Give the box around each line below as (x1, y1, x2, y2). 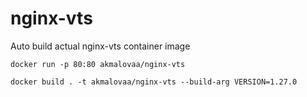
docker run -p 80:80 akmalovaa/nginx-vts (10, 59, 186, 69)
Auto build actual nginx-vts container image (10, 40, 191, 52)
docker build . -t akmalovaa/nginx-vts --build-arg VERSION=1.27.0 (10, 77, 298, 87)
